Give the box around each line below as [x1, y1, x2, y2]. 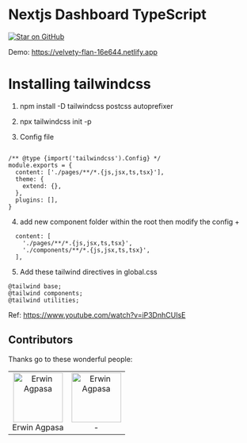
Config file [19, 132, 54, 141]
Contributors [8, 333, 74, 347]
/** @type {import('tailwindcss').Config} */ [8, 154, 161, 162]
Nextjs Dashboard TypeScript [8, 6, 207, 24]
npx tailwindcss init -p [19, 117, 93, 126]
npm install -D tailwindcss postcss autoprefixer [19, 101, 173, 110]
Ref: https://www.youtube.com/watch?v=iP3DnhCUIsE [8, 310, 186, 319]
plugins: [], [15, 196, 59, 204]
